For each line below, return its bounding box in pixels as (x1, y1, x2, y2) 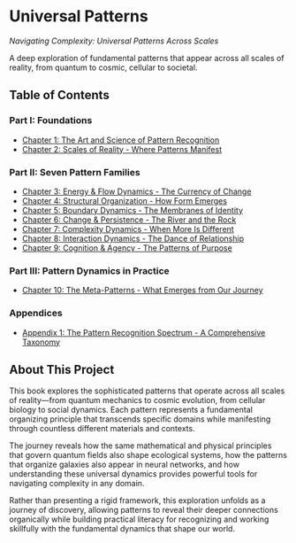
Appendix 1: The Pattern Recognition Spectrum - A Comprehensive (21, 327, 266, 337)
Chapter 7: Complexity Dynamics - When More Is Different (21, 223, 234, 234)
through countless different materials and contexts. (9, 423, 196, 434)
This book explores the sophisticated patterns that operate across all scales (9, 385, 285, 396)
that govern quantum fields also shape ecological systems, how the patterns (9, 450, 287, 461)
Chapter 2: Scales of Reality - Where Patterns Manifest (21, 144, 223, 154)
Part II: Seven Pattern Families (9, 166, 140, 178)
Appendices (9, 307, 64, 320)
